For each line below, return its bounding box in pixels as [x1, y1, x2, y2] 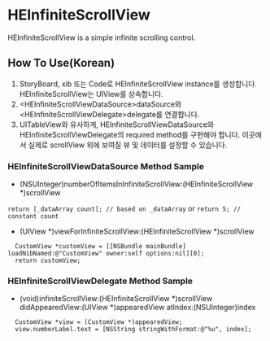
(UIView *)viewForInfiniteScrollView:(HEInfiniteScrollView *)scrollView [19, 226, 255, 237]
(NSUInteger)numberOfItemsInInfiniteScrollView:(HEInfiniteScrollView [19, 179, 254, 189]
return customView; [15, 256, 81, 265]
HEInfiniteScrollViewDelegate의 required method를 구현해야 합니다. [19, 129, 241, 139]
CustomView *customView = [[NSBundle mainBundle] [15, 243, 186, 251]
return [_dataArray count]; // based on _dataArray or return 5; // [7, 203, 242, 213]
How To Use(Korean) [7, 56, 115, 70]
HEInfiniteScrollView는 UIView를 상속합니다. [19, 89, 163, 98]
